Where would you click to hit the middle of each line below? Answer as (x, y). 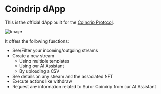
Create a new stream (33, 55)
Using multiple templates (44, 61)
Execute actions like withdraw (42, 81)
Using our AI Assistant (42, 66)
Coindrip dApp (35, 9)
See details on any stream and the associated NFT (63, 76)
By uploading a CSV (39, 71)
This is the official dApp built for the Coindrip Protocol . (60, 22)
